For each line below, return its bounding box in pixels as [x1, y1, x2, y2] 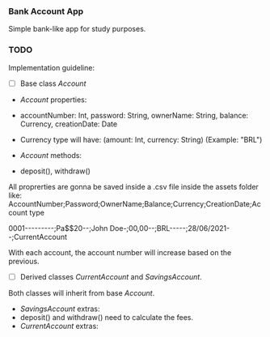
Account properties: [19, 95, 87, 105]
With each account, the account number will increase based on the [8, 247, 232, 257]
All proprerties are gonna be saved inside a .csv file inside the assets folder [8, 181, 259, 191]
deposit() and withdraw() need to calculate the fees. [19, 312, 194, 322]
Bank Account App [8, 6, 84, 17]
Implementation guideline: [8, 62, 95, 72]
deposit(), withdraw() [19, 166, 91, 176]
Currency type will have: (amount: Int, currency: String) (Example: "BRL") [19, 134, 263, 144]
